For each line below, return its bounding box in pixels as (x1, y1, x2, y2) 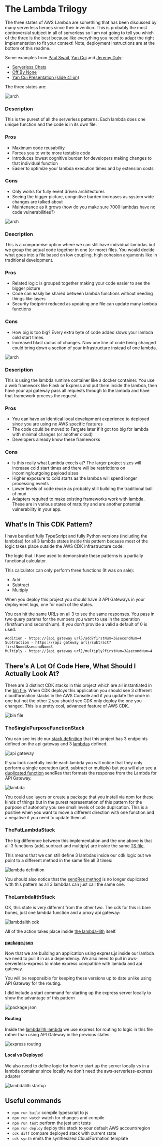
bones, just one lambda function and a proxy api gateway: (5, 910, 121, 916)
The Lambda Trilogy (5, 3, 87, 15)
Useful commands (5, 1096, 61, 1105)
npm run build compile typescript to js (12, 1110, 88, 1115)
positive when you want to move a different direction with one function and (5, 809, 155, 815)
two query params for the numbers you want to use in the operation (5, 616, 140, 622)
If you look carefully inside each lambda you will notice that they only (5, 759, 143, 765)
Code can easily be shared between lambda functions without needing (12, 290, 153, 297)
